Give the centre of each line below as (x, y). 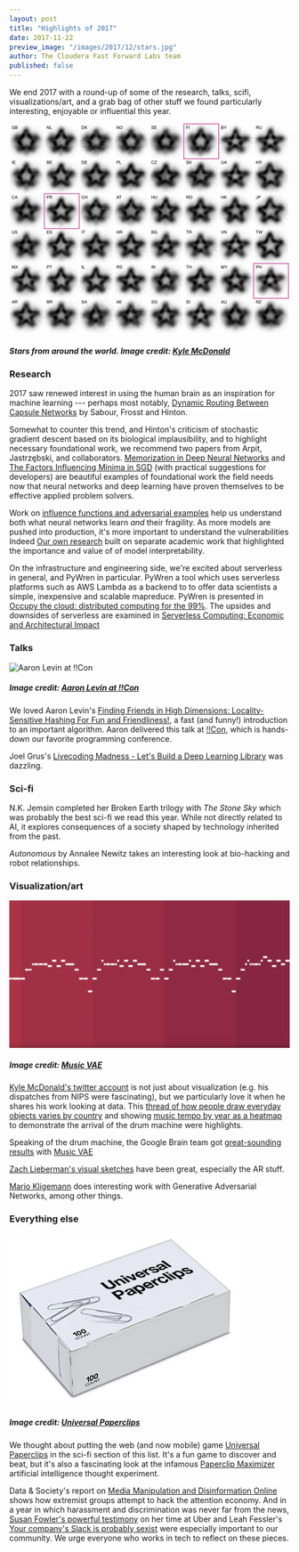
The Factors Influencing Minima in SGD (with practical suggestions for (138, 467)
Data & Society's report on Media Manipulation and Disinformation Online (143, 1491)
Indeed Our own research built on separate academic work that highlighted (147, 541)
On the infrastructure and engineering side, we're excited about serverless (146, 568)
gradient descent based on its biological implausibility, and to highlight (138, 439)
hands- (275, 729)
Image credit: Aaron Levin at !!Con (74, 688)
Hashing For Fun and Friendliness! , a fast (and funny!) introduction (166, 719)
